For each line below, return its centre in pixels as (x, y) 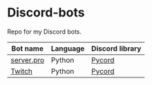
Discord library (116, 48)
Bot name (27, 48)
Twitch (21, 71)
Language (68, 48)
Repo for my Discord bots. (44, 32)
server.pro (28, 60)
